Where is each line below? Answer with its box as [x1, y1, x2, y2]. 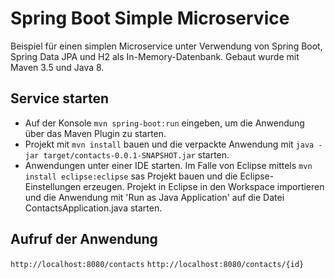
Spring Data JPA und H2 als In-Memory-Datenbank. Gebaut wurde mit [10, 50, 300, 62]
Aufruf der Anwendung [10, 231, 158, 248]
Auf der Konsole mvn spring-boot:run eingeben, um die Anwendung [24, 117, 305, 129]
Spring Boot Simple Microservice [10, 7, 290, 30]
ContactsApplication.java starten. [24, 202, 163, 214]
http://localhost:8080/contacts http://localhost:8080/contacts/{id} [10, 259, 305, 269]
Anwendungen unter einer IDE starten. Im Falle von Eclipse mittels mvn [24, 159, 313, 171]
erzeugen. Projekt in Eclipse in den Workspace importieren [83, 180, 325, 192]
